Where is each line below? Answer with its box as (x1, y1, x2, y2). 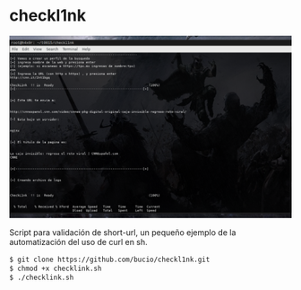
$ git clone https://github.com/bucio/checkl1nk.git (9, 255, 211, 265)
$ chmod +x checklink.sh (9, 264, 102, 274)
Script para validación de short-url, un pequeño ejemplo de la (9, 227, 236, 238)
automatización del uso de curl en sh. (9, 237, 148, 248)
